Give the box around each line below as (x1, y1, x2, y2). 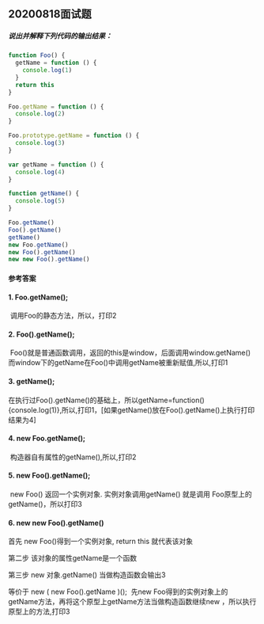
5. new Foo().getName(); (8, 470, 91, 481)
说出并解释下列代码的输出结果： (8, 31, 112, 40)
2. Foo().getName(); (8, 329, 75, 339)
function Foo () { (8, 51, 66, 59)
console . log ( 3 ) (15, 139, 66, 147)
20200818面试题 (8, 7, 92, 21)
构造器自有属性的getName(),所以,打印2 (9, 452, 137, 462)
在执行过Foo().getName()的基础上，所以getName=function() (8, 395, 206, 405)
